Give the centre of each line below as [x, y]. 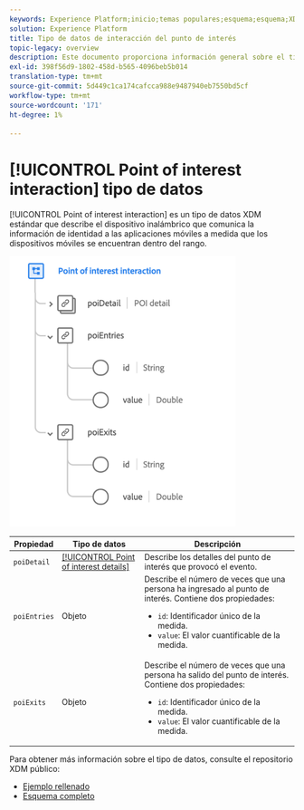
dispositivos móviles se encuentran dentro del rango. [108, 244]
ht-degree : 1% [36, 115]
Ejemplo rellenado [56, 786]
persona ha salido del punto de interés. [217, 675]
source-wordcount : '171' [56, 105]
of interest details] [96, 566]
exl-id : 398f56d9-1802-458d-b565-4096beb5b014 [99, 67]
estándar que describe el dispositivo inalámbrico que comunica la [132, 224]
